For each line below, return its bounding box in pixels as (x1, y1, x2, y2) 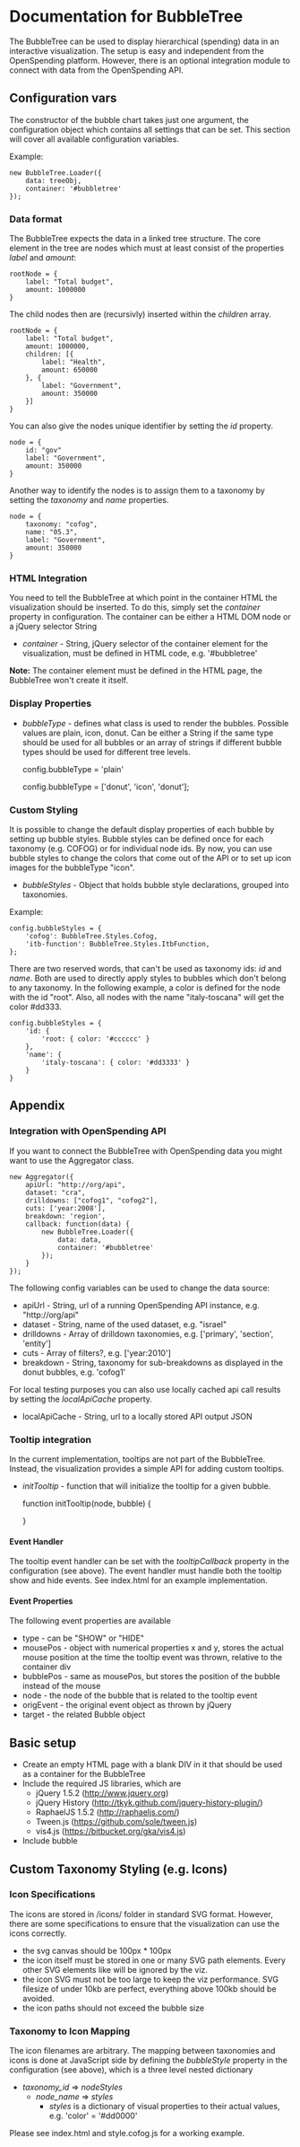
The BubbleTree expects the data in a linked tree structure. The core (9, 233, 261, 244)
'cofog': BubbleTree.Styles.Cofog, (25, 931, 159, 940)
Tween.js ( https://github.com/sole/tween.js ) (35, 1817, 198, 1827)
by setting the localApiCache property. (9, 1394, 152, 1404)
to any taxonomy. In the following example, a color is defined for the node (9, 981, 280, 993)
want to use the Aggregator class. (9, 1155, 134, 1166)
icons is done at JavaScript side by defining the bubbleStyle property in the (9, 2055, 288, 2066)
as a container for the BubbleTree (21, 1769, 146, 1780)
